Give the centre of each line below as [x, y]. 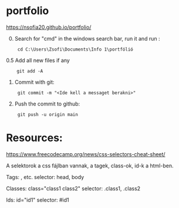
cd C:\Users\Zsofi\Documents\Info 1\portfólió [75, 49]
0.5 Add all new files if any [38, 60]
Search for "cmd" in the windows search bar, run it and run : [87, 38]
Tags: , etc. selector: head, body [45, 177]
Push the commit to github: [47, 104]
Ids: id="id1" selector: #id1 [38, 200]
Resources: [34, 138]
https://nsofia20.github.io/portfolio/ [49, 27]
